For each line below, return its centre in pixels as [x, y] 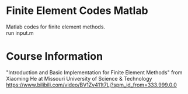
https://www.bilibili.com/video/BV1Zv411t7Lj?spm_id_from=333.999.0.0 [91, 85]
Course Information [55, 57]
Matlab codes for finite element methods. [56, 27]
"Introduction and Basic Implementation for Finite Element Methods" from [94, 72]
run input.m [20, 32]
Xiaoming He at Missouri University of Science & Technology [79, 78]
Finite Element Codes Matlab [77, 11]
